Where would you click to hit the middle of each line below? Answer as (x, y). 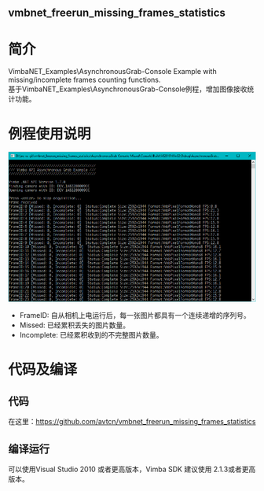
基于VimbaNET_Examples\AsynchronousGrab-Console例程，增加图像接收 (128, 89)
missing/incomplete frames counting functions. (84, 80)
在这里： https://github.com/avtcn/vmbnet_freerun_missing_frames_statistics (132, 422)
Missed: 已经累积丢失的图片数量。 (75, 325)
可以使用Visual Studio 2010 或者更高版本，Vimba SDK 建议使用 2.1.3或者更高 (132, 469)
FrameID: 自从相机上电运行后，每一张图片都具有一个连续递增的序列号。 (135, 316)
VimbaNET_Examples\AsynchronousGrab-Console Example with (113, 72)
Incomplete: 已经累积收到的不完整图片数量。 (91, 335)
